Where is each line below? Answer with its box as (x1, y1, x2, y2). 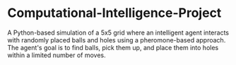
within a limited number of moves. (7, 51, 106, 59)
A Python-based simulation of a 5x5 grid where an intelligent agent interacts (7, 28, 230, 37)
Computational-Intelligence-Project (7, 5, 222, 21)
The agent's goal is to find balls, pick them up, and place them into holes (7, 43, 219, 52)
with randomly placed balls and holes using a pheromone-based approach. (7, 35, 226, 44)
